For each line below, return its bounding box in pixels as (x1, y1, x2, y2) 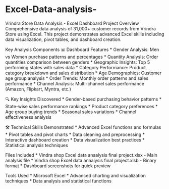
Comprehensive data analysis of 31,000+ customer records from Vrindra (5, 25, 156, 31)
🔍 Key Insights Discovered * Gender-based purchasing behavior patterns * (5, 96, 162, 102)
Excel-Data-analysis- (5, 4, 97, 15)
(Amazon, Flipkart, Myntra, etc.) (5, 86, 72, 92)
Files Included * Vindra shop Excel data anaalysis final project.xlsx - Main (5, 152, 158, 158)
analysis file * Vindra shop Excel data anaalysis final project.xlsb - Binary (5, 157, 156, 163)
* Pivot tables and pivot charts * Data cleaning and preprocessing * (5, 131, 145, 137)
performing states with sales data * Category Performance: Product (5, 64, 146, 70)
